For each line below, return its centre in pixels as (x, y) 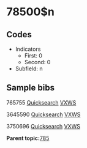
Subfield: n (29, 68)
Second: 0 (37, 62)
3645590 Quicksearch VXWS (43, 114)
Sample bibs (31, 88)
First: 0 (33, 56)
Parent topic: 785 (28, 138)
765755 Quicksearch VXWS (41, 102)
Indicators (28, 49)
